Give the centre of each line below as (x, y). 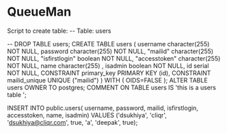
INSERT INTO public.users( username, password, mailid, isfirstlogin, (103, 108)
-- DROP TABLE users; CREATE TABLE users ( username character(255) (108, 44)
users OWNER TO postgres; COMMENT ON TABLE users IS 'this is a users (112, 87)
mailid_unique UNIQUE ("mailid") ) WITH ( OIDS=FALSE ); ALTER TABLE (108, 80)
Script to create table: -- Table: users (59, 31)
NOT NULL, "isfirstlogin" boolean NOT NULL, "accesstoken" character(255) (114, 58)
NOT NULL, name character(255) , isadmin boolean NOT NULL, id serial (108, 65)
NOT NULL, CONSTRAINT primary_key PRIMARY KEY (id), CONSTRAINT (109, 73)
